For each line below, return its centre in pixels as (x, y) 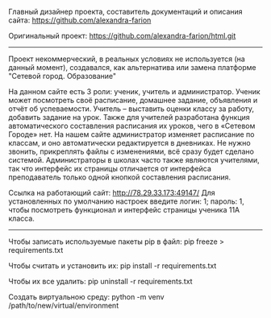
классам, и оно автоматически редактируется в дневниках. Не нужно (130, 143)
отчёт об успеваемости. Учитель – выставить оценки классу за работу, (131, 109)
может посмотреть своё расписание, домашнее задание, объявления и (133, 100)
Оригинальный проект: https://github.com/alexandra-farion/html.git (122, 36)
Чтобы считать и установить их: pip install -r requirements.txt (113, 266)
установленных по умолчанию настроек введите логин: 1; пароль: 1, (126, 201)
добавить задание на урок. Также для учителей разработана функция (129, 117)
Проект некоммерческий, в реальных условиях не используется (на (127, 59)
